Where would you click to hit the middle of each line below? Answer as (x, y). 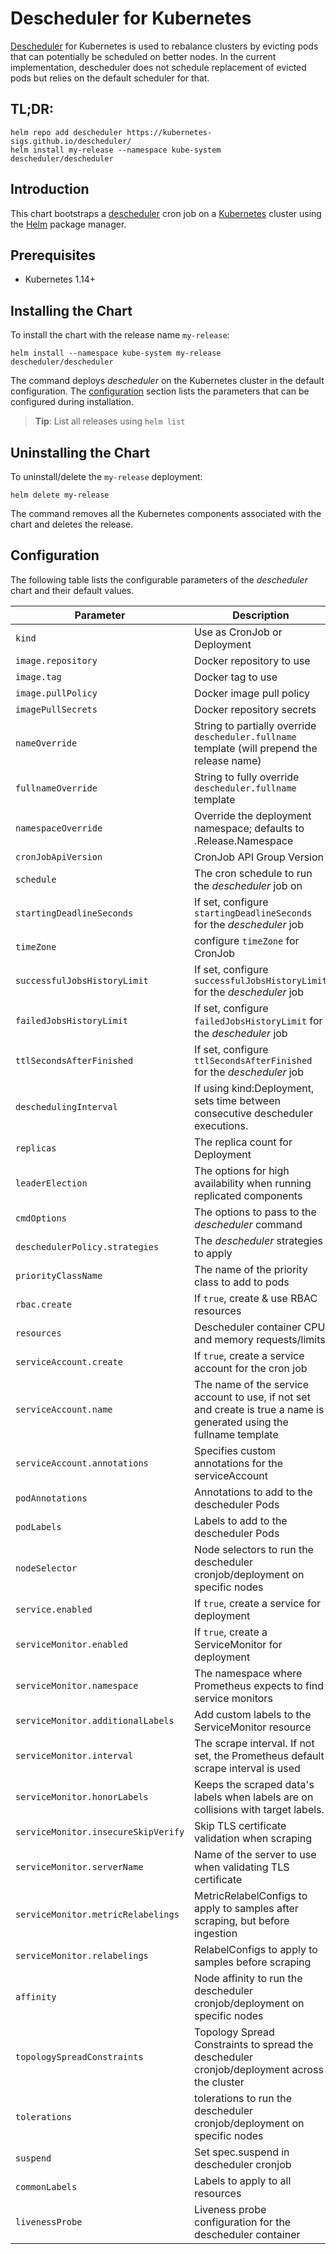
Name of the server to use (255, 1854)
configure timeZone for (247, 940)
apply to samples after (246, 1908)
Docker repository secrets (255, 709)
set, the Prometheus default (259, 1755)
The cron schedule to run (253, 873)
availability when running (253, 1183)
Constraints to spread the (254, 2044)
